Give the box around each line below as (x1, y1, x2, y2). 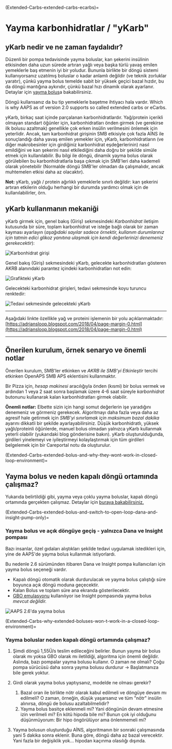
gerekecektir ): (5, 240, 35, 246)
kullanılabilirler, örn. (5, 190, 47, 195)
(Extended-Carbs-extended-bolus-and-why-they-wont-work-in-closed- (5, 451, 158, 458)
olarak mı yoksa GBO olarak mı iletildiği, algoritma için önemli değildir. (12, 654, 160, 660)
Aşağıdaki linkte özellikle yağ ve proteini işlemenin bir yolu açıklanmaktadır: (5, 315, 164, 321)
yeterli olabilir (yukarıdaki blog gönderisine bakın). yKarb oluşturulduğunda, (5, 431, 164, 437)
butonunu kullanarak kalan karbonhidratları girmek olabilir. (5, 393, 128, 400)
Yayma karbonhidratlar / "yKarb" (5, 23, 149, 34)
